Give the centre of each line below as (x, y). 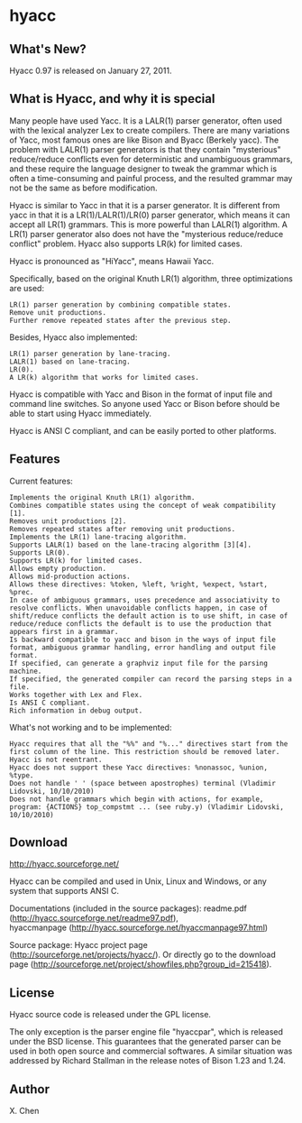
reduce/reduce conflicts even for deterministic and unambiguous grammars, (151, 159)
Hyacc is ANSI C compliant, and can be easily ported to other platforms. (143, 430)
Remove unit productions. (58, 312)
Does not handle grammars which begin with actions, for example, (137, 799)
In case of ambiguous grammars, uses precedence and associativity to (145, 600)
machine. (26, 671)
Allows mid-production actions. (70, 576)
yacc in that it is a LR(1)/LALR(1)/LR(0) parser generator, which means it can (150, 215)
